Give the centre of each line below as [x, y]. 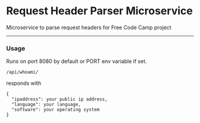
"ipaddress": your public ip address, [60, 99]
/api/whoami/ [22, 72]
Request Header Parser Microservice [100, 11]
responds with [24, 83]
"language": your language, [46, 105]
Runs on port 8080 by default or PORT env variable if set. [76, 61]
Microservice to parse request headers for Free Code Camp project [89, 27]
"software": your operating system [56, 110]
